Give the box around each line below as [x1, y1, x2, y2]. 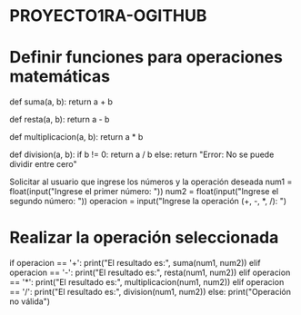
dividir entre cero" [9, 159, 77, 170]
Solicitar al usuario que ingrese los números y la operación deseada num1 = [9, 176, 293, 187]
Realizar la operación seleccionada [9, 228, 279, 248]
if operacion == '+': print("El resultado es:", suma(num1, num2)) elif [9, 258, 261, 269]
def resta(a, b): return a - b [9, 114, 110, 125]
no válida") [9, 296, 51, 307]
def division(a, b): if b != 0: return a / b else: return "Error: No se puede [9, 149, 275, 160]
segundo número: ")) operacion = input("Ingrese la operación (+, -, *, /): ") [9, 196, 287, 207]
